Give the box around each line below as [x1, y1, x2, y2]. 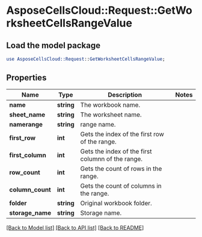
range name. [80, 120, 116, 128]
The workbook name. [80, 100, 141, 109]
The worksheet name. [80, 110, 142, 119]
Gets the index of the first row [80, 130, 164, 138]
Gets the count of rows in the [80, 164, 162, 173]
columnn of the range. [80, 154, 143, 163]
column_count [9, 185, 51, 194]
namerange [9, 120, 43, 128]
